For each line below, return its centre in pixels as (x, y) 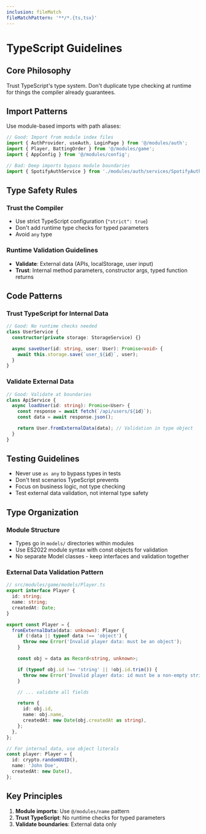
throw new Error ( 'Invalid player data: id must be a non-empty (105, 675)
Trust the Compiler (35, 208)
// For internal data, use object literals (63, 749)
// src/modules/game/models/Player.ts (56, 585)
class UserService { (33, 332)
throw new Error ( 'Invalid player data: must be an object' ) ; (102, 642)
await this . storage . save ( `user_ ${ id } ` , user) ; (78, 354)
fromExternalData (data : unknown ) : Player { (68, 630)
